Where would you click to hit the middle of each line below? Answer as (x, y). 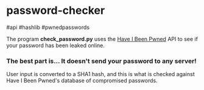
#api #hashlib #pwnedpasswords (48, 27)
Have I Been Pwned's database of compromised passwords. (82, 81)
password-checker (56, 11)
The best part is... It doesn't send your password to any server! (101, 61)
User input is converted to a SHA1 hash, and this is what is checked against (100, 74)
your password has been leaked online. (56, 45)
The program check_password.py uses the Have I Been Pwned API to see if (102, 39)
